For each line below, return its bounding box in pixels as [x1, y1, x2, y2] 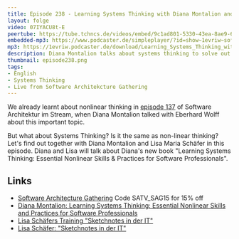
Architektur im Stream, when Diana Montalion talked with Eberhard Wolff [7, 110, 220, 119]
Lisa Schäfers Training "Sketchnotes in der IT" [17, 216, 154, 225]
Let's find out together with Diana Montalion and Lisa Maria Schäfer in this [7, 139, 225, 148]
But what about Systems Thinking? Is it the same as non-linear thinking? [7, 132, 219, 140]
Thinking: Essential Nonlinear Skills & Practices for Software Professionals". [7, 154, 228, 163]
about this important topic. [7, 118, 85, 127]
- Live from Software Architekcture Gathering [7, 83, 148, 90]
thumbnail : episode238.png [7, 57, 87, 64]
